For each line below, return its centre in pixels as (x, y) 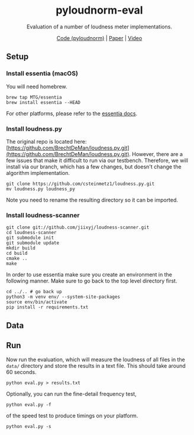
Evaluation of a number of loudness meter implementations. (99, 27)
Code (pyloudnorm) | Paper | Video (99, 38)
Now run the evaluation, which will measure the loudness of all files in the (96, 360)
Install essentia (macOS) (42, 73)
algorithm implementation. (38, 173)
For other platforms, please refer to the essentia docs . (72, 113)
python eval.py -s (29, 427)
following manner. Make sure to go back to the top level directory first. (92, 281)
